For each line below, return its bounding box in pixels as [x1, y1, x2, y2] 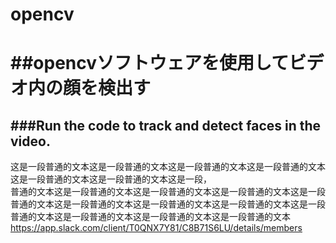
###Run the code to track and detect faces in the [10, 117, 322, 134]
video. [10, 133, 51, 150]
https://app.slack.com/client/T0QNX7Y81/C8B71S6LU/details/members [10, 222, 303, 234]
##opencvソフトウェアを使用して [10, 52, 290, 75]
